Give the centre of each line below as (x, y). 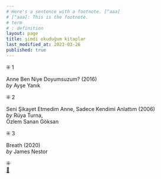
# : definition (25, 28)
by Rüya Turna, (25, 115)
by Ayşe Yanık (23, 85)
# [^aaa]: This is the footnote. (47, 17)
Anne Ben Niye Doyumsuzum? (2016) (52, 79)
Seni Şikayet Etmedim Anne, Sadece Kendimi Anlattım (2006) (81, 109)
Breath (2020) (23, 145)
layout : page (22, 34)
